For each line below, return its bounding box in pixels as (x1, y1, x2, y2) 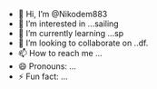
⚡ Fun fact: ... (17, 71, 68, 82)
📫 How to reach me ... (17, 48, 103, 58)
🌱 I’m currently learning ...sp (17, 28, 124, 38)
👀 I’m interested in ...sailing (17, 18, 120, 29)
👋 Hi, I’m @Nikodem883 (17, 9, 108, 19)
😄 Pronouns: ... (17, 61, 77, 72)
